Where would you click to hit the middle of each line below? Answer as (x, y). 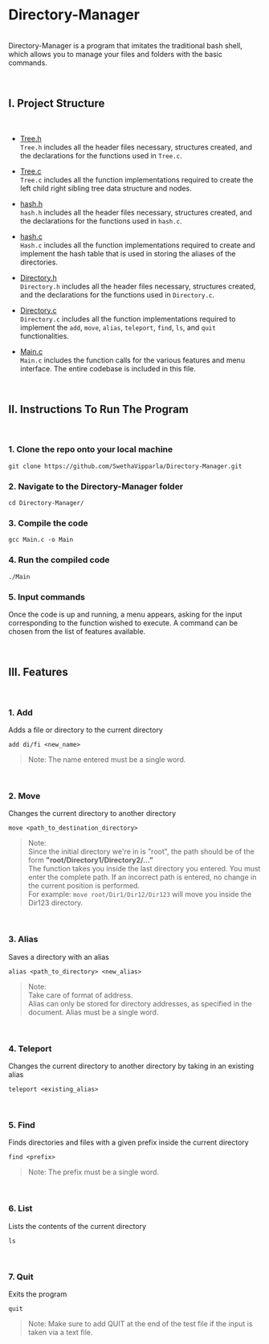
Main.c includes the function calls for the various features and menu (132, 360)
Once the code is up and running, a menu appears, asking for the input (125, 615)
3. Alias (23, 940)
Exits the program (38, 1294)
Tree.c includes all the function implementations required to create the (137, 179)
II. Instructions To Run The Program (98, 410)
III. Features (38, 672)
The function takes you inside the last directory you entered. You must (144, 869)
